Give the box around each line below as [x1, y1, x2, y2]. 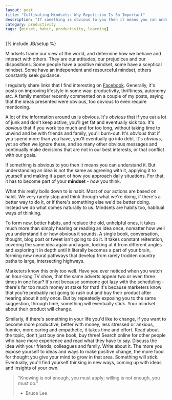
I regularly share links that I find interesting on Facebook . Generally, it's [5, 82, 155, 89]
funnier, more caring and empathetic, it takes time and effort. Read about [5, 327, 159, 333]
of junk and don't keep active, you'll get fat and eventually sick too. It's [5, 119, 155, 125]
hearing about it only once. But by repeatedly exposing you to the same [5, 295, 156, 301]
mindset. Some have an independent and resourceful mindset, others [5, 67, 152, 73]
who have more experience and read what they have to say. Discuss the [5, 338, 157, 344]
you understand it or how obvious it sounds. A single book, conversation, [5, 231, 160, 237]
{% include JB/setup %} [5, 40, 56, 47]
